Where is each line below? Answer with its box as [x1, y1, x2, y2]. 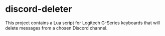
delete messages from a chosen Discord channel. [5, 25, 108, 31]
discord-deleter [5, 3, 72, 15]
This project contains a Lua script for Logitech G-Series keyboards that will [5, 20, 160, 26]
